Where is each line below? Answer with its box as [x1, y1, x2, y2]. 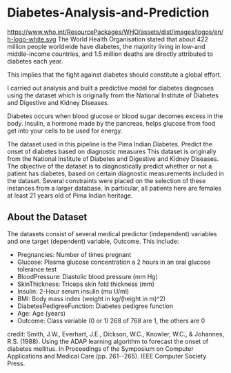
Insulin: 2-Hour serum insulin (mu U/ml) [17, 287, 130, 295]
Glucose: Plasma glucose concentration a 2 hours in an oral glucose [17, 258, 211, 266]
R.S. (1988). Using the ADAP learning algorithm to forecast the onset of [7, 337, 209, 345]
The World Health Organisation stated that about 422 [57, 35, 209, 43]
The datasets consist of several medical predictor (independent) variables [7, 229, 217, 238]
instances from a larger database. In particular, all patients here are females [7, 184, 222, 192]
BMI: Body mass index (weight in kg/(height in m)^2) [17, 294, 166, 303]
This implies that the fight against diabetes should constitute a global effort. [7, 70, 222, 79]
